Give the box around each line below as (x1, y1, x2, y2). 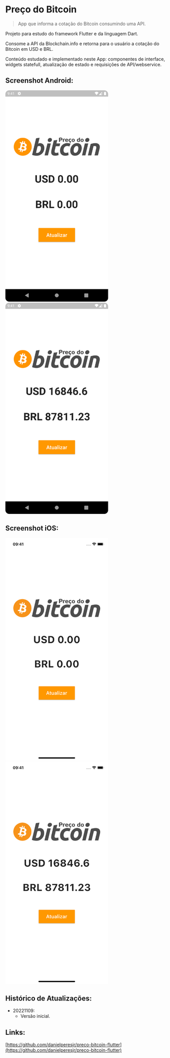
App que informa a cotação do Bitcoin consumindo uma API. (17, 21, 146, 27)
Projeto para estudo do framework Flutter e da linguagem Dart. (5, 30, 139, 36)
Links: (5, 1028, 26, 1036)
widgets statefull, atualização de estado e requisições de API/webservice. (5, 61, 162, 67)
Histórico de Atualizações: (5, 994, 92, 1003)
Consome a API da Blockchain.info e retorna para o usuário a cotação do (5, 40, 160, 47)
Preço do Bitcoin (5, 4, 77, 15)
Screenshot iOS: (5, 524, 59, 533)
